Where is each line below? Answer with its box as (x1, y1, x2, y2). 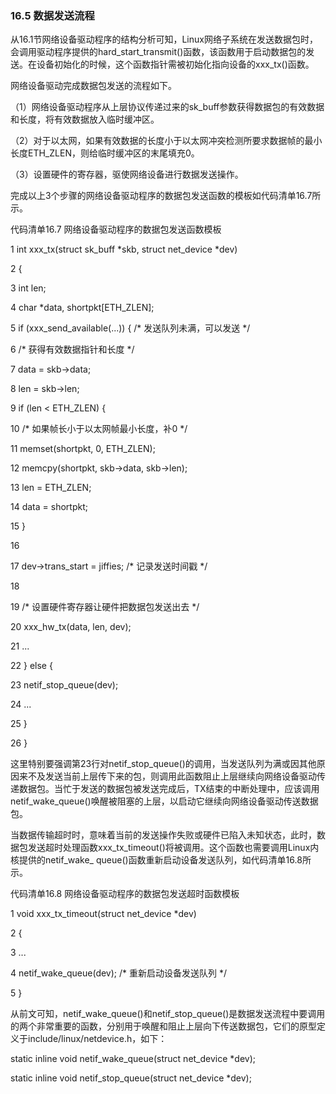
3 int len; (10, 282, 47, 294)
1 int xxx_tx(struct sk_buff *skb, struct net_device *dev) (10, 243, 238, 256)
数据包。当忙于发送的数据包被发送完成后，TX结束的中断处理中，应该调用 (18, 783, 320, 795)
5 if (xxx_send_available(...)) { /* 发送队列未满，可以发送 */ (10, 322, 251, 334)
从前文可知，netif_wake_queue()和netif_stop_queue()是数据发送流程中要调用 (10, 1008, 326, 1020)
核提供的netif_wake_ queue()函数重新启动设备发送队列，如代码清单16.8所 (10, 854, 312, 866)
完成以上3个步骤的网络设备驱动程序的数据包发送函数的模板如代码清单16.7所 (10, 190, 322, 202)
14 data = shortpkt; (10, 501, 88, 513)
